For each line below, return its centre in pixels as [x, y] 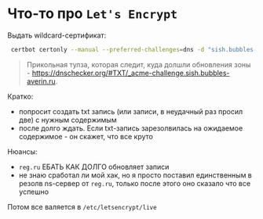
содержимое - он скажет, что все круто [86, 136]
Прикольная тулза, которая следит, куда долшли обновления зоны [139, 64]
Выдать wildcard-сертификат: [57, 35]
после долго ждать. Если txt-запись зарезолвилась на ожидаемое [131, 128]
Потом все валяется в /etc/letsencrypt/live [82, 206]
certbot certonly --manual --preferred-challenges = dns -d [108, 49]
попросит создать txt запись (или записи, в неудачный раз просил [131, 111]
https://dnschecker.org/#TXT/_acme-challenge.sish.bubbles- [131, 73]
